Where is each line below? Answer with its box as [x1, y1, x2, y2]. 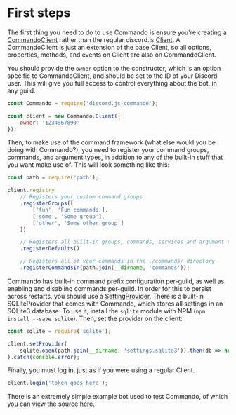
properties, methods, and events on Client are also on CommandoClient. [7, 50, 216, 59]
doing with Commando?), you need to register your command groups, [7, 146, 209, 154]
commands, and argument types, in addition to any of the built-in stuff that [7, 153, 223, 162]
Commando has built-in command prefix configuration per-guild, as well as [7, 277, 225, 285]
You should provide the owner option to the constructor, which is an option [7, 64, 221, 72]
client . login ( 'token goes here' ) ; [7, 380, 109, 387]
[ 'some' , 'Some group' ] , [32, 212, 105, 220]
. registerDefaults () [20, 245, 80, 252]
